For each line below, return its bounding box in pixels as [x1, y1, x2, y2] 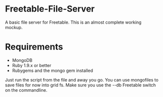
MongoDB [12, 57, 33, 63]
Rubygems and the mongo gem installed [12, 68, 93, 73]
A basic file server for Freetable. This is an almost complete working [5, 19, 142, 25]
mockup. [5, 24, 23, 30]
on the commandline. [5, 87, 48, 93]
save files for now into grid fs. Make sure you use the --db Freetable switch [5, 82, 156, 88]
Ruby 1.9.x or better [12, 62, 52, 68]
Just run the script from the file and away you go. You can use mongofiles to [5, 77, 159, 83]
